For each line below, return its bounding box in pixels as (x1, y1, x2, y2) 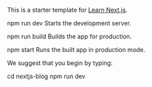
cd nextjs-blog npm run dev (7, 72, 86, 80)
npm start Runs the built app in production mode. (7, 46, 146, 53)
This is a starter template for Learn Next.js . (7, 6, 128, 14)
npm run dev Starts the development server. (7, 19, 131, 27)
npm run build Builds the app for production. (7, 32, 132, 40)
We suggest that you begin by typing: (7, 59, 113, 67)
